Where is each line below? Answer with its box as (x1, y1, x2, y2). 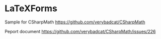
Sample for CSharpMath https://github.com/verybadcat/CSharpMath (4, 19, 145, 25)
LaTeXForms (4, 3, 58, 14)
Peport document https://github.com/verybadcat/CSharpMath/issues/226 (4, 28, 156, 34)
